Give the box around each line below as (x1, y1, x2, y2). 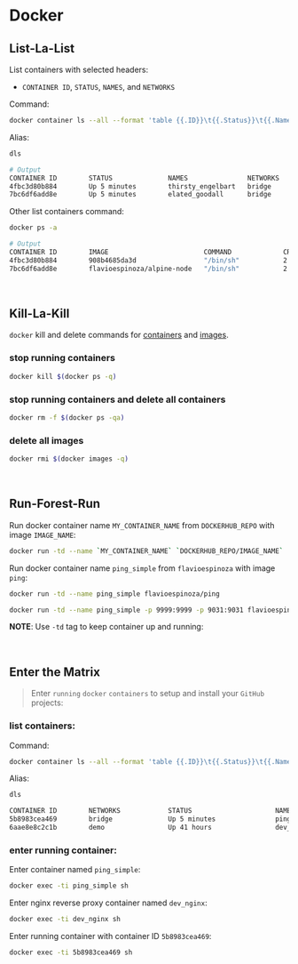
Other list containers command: (9, 206, 124, 217)
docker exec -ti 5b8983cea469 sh (9, 948, 133, 957)
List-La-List (9, 41, 75, 56)
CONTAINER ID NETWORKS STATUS (9, 807, 192, 815)
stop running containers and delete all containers (9, 393, 226, 406)
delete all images (9, 434, 84, 446)
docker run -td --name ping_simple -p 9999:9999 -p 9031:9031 (9, 606, 244, 615)
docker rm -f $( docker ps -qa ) (9, 413, 125, 422)
